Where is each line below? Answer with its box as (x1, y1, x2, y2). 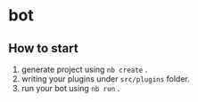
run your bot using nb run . (21, 83, 120, 93)
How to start (8, 41, 78, 56)
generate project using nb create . (21, 64, 148, 75)
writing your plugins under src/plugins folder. (21, 74, 191, 84)
